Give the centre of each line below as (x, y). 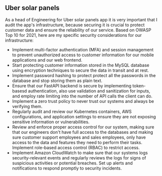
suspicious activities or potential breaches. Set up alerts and (72, 163)
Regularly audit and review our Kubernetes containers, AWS (72, 112)
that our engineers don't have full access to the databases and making (82, 132)
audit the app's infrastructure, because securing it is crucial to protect (75, 25)
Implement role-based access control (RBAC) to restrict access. (76, 147)
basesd (19, 91)
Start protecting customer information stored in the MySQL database (81, 65)
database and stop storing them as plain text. (57, 80)
